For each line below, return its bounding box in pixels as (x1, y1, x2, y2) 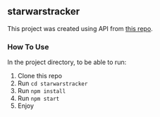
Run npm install (17, 87, 66, 95)
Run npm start (17, 94, 60, 103)
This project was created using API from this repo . (7, 24, 153, 32)
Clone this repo (17, 72, 62, 80)
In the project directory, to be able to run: (7, 58, 127, 66)
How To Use (7, 42, 49, 51)
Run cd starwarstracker (17, 79, 88, 87)
